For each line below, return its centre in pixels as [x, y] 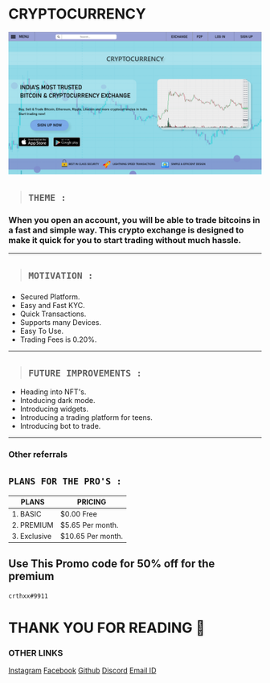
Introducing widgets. [54, 409]
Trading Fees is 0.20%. [58, 339]
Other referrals [38, 455]
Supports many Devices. [61, 323]
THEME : [47, 197]
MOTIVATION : [61, 276]
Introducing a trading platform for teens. [86, 418]
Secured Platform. [50, 297]
